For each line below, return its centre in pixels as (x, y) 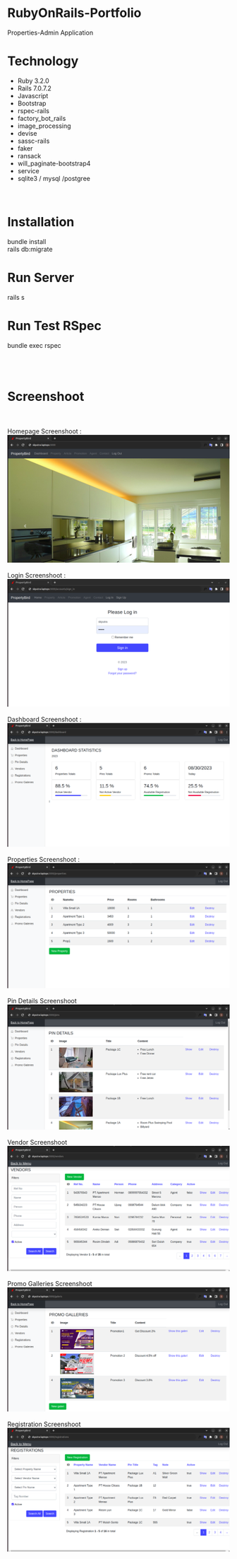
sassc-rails (34, 141)
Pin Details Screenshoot (42, 1001)
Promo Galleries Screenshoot (50, 1284)
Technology (43, 61)
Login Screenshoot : (37, 576)
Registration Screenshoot (44, 1424)
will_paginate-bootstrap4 (54, 163)
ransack (29, 156)
